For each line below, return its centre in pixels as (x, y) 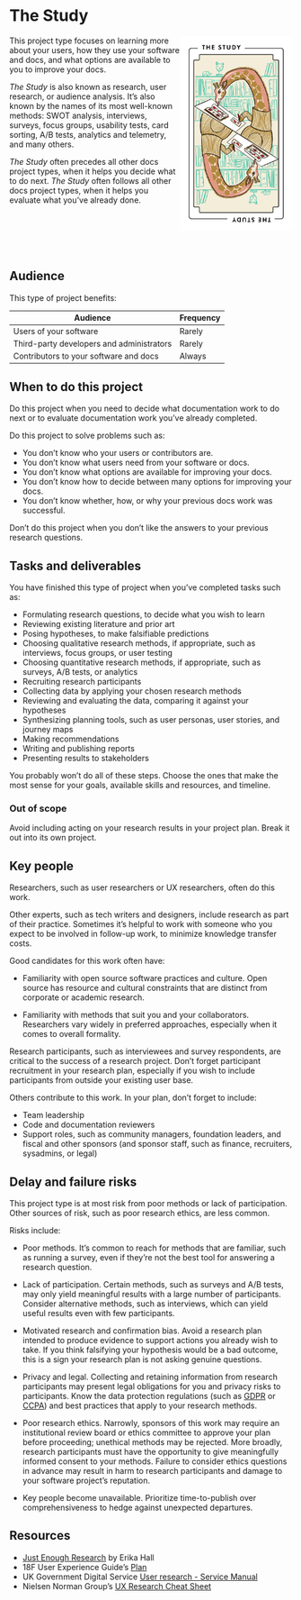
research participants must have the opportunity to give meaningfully (150, 1452)
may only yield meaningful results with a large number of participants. (151, 1295)
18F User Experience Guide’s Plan (84, 1567)
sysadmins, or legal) (60, 1153)
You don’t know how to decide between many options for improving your (157, 482)
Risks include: (35, 1231)
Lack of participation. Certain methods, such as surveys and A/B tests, (153, 1285)
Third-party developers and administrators (93, 343)
